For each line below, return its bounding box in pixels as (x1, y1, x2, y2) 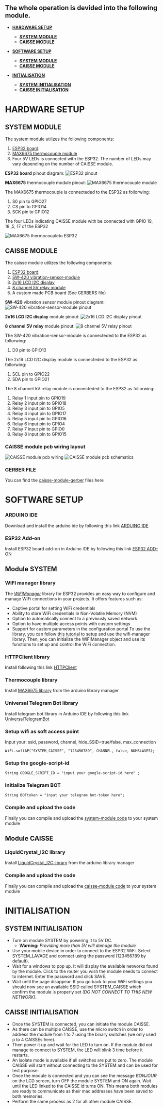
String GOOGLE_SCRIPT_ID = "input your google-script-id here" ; (5, 771, 140, 776)
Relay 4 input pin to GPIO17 (12, 410, 67, 416)
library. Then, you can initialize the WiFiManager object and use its (12, 636, 146, 642)
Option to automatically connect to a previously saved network (12, 615, 137, 621)
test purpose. (12, 1067, 39, 1073)
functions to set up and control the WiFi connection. (12, 641, 116, 647)
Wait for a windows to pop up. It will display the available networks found (12, 963, 158, 969)
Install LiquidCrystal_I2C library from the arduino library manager (5, 860, 135, 866)
